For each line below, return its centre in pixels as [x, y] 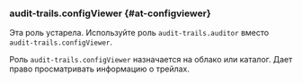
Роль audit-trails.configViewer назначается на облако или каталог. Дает [151, 60]
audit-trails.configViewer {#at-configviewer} [110, 13]
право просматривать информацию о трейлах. [100, 69]
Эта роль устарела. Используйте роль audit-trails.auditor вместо [139, 33]
